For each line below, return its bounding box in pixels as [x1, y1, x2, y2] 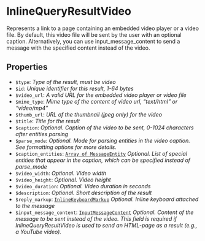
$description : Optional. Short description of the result [15, 189, 152, 196]
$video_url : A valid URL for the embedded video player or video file [15, 91, 187, 99]
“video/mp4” [15, 104, 48, 112]
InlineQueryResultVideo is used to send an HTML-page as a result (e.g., [15, 221, 198, 229]
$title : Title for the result [15, 117, 80, 124]
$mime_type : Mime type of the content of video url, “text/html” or [15, 98, 178, 105]
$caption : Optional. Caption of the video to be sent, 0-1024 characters [15, 124, 195, 131]
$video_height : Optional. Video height [15, 176, 111, 183]
